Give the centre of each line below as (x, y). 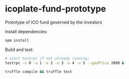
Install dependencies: (26, 31)
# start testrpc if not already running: (47, 58)
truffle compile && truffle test (39, 72)
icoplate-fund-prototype (56, 9)
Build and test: (19, 50)
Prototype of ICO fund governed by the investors (54, 22)
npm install (17, 40)
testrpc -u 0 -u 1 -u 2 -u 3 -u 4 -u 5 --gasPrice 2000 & (64, 63)
